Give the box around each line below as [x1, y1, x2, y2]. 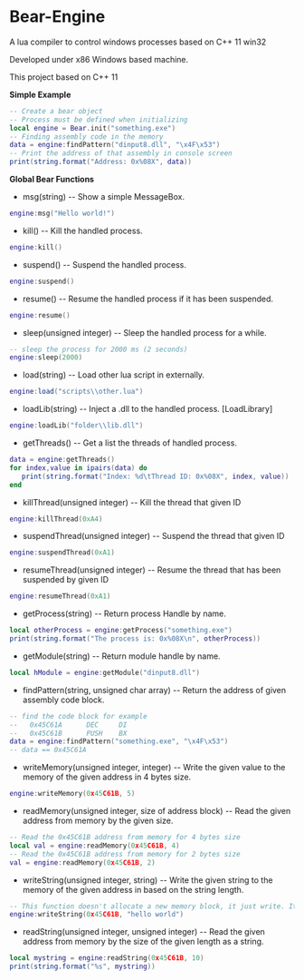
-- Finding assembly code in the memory [9, 132, 165, 142]
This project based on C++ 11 [9, 71, 119, 83]
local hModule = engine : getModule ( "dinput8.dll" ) [9, 668, 201, 677]
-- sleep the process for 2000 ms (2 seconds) [9, 345, 188, 354]
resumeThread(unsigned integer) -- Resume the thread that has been [22, 564, 281, 575]
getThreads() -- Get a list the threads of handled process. [22, 437, 238, 448]
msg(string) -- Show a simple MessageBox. [22, 191, 185, 202]
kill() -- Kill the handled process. [22, 225, 143, 236]
